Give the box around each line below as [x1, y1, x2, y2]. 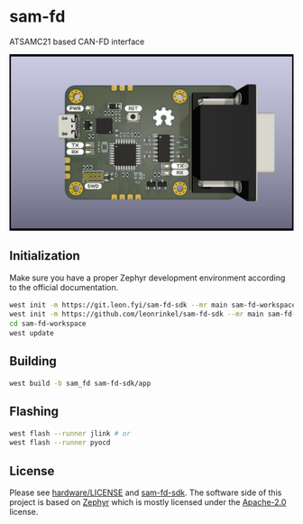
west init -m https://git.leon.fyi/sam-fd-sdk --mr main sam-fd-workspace [9, 300, 297, 309]
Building [9, 354, 57, 369]
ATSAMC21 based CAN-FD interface [9, 36, 145, 47]
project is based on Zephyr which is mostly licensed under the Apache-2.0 [9, 497, 287, 508]
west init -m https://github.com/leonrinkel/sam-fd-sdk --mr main [9, 309, 264, 319]
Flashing [9, 404, 60, 419]
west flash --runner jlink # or [9, 428, 131, 438]
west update [9, 329, 54, 338]
